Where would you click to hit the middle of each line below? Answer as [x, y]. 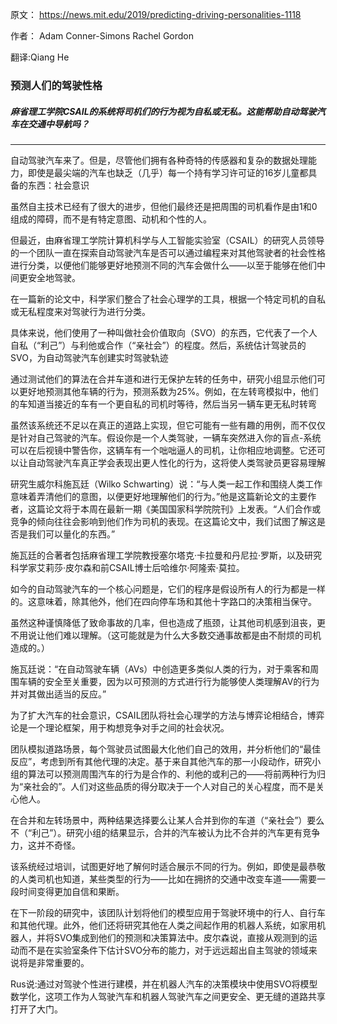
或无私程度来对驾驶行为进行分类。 [80, 311]
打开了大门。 [36, 1009]
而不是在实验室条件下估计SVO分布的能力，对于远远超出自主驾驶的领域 [163, 950]
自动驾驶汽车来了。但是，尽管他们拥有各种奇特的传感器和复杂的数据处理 [159, 160]
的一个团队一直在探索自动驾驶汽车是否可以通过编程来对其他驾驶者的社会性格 [168, 252]
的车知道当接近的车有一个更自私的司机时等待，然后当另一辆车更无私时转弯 [163, 404]
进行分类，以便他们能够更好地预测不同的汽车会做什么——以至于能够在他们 [163, 265]
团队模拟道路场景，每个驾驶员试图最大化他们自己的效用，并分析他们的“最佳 [166, 749]
